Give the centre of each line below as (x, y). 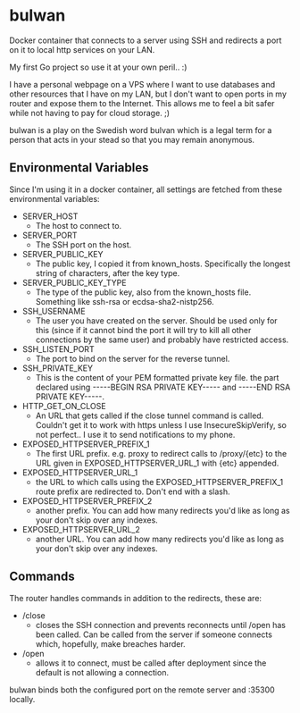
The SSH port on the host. (83, 244)
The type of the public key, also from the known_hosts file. (143, 292)
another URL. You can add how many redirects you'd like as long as (159, 539)
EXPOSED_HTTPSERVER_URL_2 (81, 529)
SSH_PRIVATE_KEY (58, 368)
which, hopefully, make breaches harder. (110, 643)
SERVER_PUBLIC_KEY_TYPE (74, 282)
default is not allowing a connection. (102, 672)
